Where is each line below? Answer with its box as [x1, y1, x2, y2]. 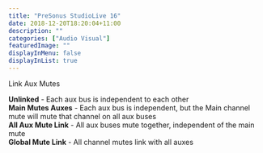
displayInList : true [8, 57, 78, 65]
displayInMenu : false [8, 49, 82, 57]
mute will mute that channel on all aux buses [8, 111, 156, 121]
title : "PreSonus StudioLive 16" [8, 11, 121, 20]
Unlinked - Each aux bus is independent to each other [8, 94, 189, 104]
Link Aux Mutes [8, 78, 61, 89]
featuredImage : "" [8, 42, 70, 50]
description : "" [8, 27, 63, 35]
